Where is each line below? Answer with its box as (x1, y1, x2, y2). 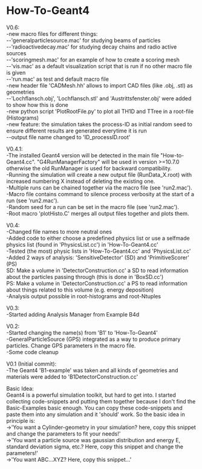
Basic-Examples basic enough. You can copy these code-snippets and (6, 404, 183, 411)
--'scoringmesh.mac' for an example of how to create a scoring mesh (6, 56, 180, 63)
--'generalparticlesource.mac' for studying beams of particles (6, 36, 161, 44)
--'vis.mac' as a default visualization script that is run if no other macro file (6, 62, 192, 70)
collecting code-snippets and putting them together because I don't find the (6, 397, 196, 405)
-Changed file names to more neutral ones (6, 228, 112, 235)
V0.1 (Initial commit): (6, 360, 57, 368)
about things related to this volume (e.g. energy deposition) (6, 286, 154, 293)
